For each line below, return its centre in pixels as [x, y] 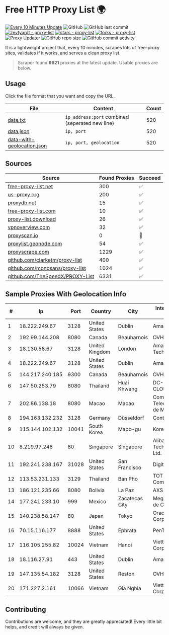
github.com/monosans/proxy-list [47, 268]
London [127, 349]
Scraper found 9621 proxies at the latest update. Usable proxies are [88, 62]
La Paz [126, 490]
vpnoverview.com [29, 227]
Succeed [150, 178]
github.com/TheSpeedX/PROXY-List [51, 276]
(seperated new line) [90, 123]
